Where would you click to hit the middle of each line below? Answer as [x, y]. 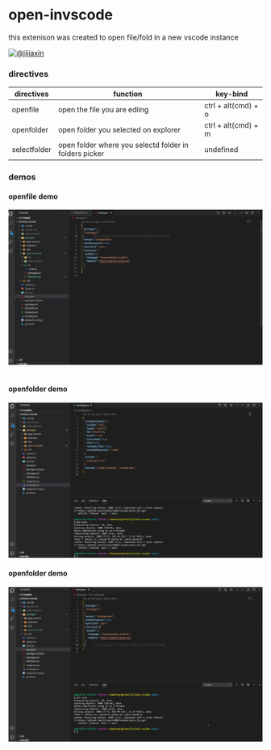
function [128, 94]
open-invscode [61, 15]
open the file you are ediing [103, 110]
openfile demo [33, 196]
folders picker [81, 154]
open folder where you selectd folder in [123, 145]
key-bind [232, 94]
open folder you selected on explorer [119, 129]
